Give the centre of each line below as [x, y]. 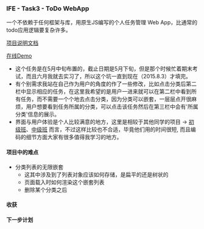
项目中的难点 [22, 152]
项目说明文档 [22, 43]
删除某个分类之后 [46, 190]
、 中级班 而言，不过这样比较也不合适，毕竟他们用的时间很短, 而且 [108, 129]
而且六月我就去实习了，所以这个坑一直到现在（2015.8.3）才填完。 [109, 77]
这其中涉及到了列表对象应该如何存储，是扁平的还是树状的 [96, 174]
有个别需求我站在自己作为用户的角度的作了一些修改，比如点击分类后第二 [106, 84]
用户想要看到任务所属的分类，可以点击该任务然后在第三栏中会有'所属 [112, 107]
